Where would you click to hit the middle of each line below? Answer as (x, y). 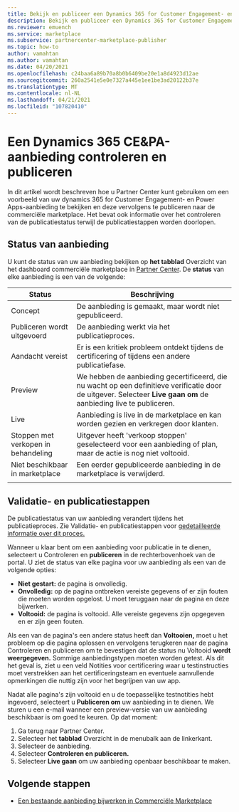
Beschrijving (152, 294)
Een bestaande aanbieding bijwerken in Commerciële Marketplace (115, 801)
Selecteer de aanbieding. (54, 746)
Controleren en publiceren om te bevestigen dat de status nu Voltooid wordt (119, 650)
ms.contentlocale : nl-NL (44, 93)
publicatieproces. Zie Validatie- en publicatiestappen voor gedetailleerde (114, 526)
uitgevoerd (29, 335)
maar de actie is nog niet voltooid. (133, 453)
